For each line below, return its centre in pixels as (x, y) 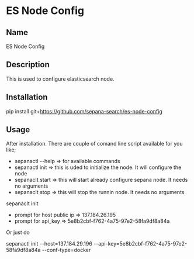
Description (28, 65)
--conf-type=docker (66, 250)
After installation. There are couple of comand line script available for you (94, 144)
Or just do (18, 233)
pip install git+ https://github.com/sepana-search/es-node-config (84, 111)
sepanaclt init (22, 203)
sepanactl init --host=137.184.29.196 (49, 244)
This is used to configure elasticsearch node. (60, 79)
